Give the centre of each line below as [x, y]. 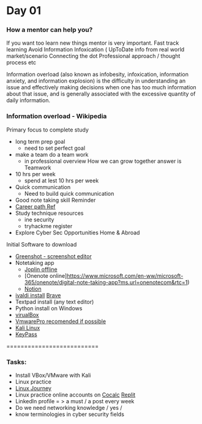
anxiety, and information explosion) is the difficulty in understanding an [96, 81]
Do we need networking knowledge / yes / [69, 408]
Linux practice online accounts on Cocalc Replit [75, 395]
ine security [39, 219]
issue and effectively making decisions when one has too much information [102, 87]
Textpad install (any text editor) [54, 302]
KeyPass [26, 334]
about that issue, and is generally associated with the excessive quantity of [101, 94]
